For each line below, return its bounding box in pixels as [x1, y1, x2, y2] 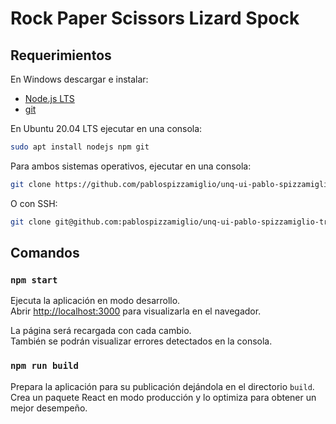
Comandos [10, 245, 80, 262]
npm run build [10, 360, 79, 372]
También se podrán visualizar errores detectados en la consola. [10, 335, 273, 347]
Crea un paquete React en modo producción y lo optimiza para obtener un [10, 391, 317, 403]
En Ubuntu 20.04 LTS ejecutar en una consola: [10, 123, 203, 134]
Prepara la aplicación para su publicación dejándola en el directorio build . [10, 380, 315, 392]
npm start [10, 274, 58, 286]
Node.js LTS [24, 93, 75, 104]
